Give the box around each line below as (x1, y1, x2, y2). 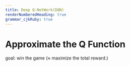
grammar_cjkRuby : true (5, 17, 53, 22)
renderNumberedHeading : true (5, 12, 67, 17)
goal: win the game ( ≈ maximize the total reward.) (5, 55, 108, 61)
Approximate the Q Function (5, 38, 126, 50)
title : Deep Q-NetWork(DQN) (5, 7, 64, 13)
